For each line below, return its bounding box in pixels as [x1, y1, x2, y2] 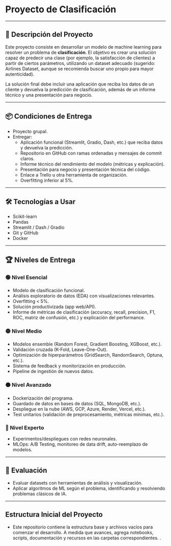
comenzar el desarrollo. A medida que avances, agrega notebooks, [12, 529, 154, 535]
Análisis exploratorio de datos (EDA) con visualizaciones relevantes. [12, 293, 155, 299]
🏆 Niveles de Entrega [5, 255, 75, 264]
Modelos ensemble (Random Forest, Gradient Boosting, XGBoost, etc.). [12, 341, 162, 347]
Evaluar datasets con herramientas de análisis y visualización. [12, 479, 143, 486]
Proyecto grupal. [12, 128, 48, 134]
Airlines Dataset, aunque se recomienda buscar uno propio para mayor [5, 65, 154, 72]
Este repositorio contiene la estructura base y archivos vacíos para [12, 523, 153, 530]
